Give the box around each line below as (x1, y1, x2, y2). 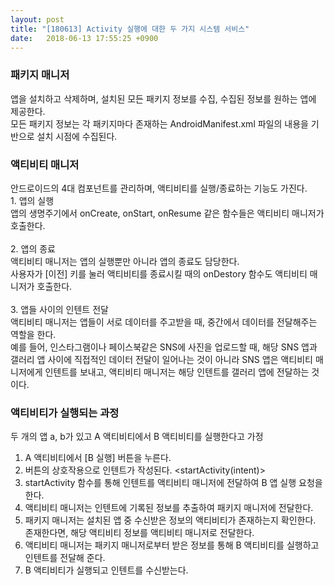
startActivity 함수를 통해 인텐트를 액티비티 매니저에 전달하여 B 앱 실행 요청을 (24, 477, 323, 489)
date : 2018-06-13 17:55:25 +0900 (10, 33, 159, 43)
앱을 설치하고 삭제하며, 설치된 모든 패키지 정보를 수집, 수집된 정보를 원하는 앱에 (10, 92, 317, 105)
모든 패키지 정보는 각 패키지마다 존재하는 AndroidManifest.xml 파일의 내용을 (10, 117, 309, 130)
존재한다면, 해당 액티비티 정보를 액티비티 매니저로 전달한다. (24, 527, 255, 539)
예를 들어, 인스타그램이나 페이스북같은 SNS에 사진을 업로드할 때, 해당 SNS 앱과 (10, 341, 318, 353)
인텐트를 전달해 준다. (24, 552, 106, 564)
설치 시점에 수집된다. (36, 130, 118, 142)
